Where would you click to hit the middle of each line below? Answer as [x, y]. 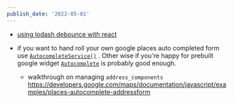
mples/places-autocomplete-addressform [89, 92]
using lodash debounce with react [67, 34]
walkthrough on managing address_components [95, 77]
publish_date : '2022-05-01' [48, 14]
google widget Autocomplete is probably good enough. [96, 63]
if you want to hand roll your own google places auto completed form [118, 48]
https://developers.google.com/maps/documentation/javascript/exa [127, 84]
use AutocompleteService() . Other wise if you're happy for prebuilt [115, 55]
